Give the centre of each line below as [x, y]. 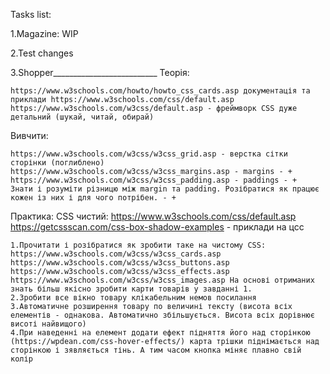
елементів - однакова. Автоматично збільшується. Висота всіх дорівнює [162, 315]
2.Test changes [42, 53]
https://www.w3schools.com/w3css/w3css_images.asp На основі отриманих [162, 280]
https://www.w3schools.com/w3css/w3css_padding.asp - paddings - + [154, 180]
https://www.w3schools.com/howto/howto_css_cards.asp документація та [160, 91]
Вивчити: [29, 135]
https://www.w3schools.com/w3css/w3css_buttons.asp [120, 263]
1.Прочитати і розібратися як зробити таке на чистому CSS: [138, 245]
